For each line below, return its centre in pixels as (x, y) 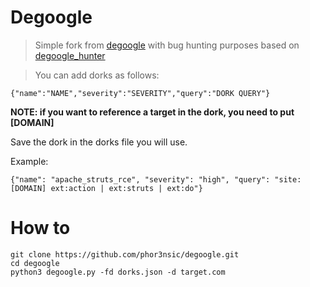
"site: (288, 179)
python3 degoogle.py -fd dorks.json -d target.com (118, 272)
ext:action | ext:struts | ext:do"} (126, 188)
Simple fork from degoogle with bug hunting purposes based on (167, 45)
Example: (29, 161)
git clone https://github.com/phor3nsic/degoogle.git (125, 254)
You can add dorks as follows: (97, 75)
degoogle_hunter (70, 55)
